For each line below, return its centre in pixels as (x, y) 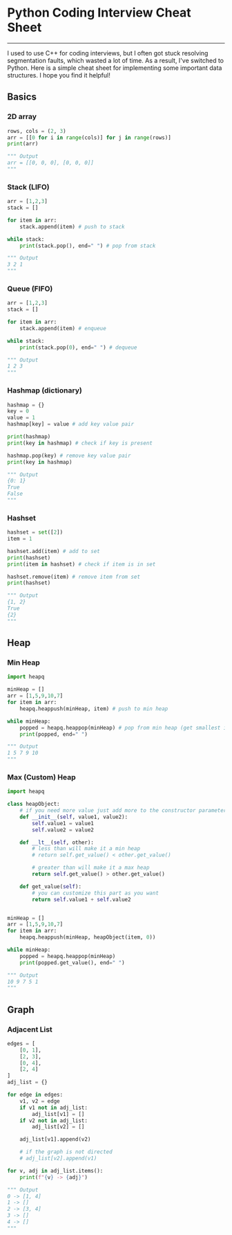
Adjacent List (30, 1029)
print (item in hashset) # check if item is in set (81, 564)
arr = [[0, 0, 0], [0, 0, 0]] (51, 163)
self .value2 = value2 (63, 830)
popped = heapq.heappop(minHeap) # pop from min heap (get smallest (120, 728)
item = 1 (20, 539)
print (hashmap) (29, 437)
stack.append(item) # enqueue (63, 328)
